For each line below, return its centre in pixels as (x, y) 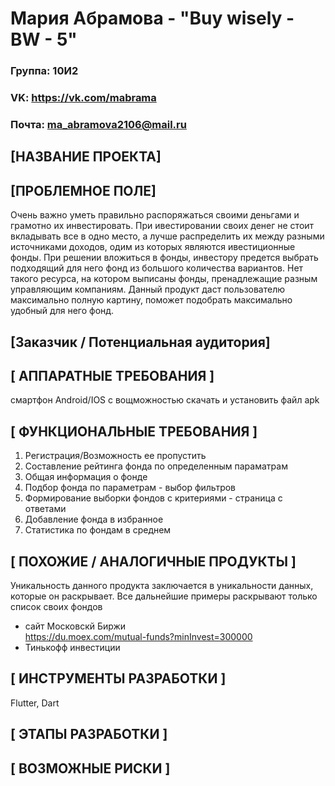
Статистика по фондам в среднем (98, 530)
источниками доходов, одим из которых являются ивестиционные (153, 247)
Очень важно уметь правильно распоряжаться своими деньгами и (155, 215)
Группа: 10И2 (44, 71)
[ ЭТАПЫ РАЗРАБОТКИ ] (89, 734)
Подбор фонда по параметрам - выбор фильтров (130, 488)
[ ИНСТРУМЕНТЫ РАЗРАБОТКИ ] (118, 678)
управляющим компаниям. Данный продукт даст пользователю (148, 289)
